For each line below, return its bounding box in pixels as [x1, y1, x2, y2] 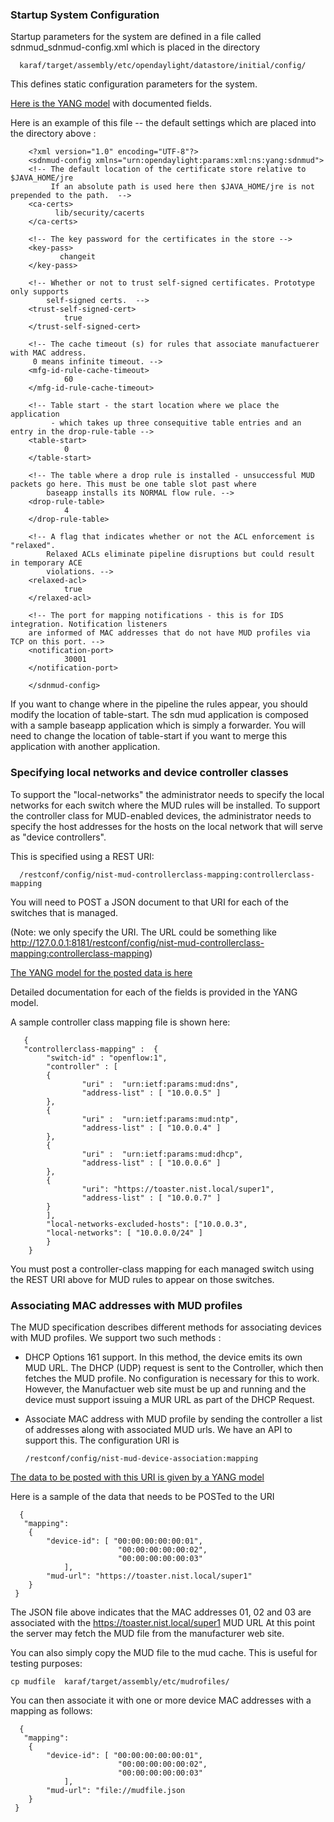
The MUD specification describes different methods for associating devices [10, 1321, 322, 1333]
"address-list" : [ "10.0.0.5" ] [81, 1088, 222, 1098]
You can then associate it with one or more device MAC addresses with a [10, 1694, 312, 1706]
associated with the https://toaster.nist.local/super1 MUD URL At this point [10, 1616, 316, 1628]
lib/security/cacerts [54, 208, 145, 218]
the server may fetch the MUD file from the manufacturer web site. [10, 1627, 285, 1639]
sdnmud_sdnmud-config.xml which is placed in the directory [10, 41, 261, 53]
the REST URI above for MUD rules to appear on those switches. [10, 1273, 275, 1285]
